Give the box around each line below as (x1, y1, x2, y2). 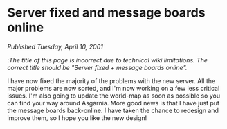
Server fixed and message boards (7, 5, 206, 21)
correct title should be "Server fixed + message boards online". (7, 63, 188, 71)
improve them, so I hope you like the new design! (7, 113, 147, 122)
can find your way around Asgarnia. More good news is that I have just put (7, 98, 220, 107)
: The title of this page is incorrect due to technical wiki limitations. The (7, 55, 208, 64)
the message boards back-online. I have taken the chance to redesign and (7, 106, 219, 114)
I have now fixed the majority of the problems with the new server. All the (7, 76, 216, 85)
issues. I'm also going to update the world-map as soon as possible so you (7, 92, 220, 100)
